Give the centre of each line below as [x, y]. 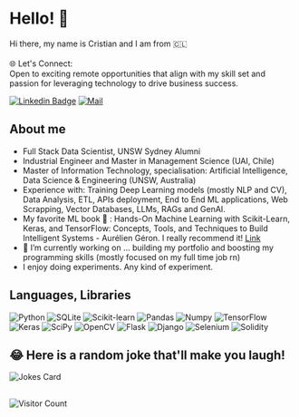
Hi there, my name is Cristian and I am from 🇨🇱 [98, 44]
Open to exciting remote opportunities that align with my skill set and [137, 73]
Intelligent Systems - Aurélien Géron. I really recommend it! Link [141, 238]
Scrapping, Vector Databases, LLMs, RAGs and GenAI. [124, 208]
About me [38, 129]
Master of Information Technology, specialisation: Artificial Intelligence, [155, 170]
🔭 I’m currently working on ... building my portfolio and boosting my [148, 247]
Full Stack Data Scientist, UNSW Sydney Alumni [111, 151]
